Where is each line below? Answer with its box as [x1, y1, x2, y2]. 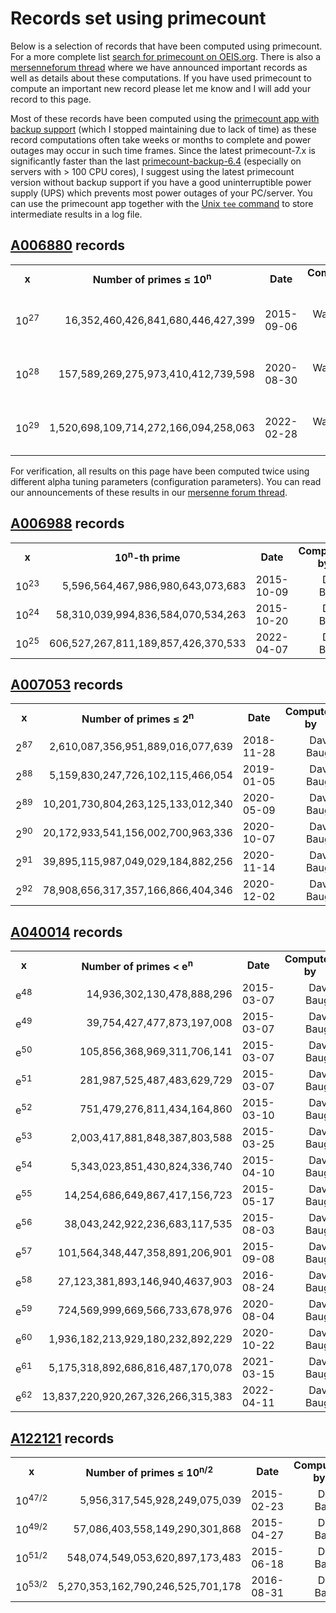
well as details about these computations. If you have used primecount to [10, 72, 312, 84]
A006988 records [10, 515, 125, 532]
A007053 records [10, 676, 124, 693]
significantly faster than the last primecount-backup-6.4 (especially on [10, 155, 302, 167]
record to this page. [10, 93, 92, 105]
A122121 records [10, 1430, 115, 1447]
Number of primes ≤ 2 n [81, 710, 195, 726]
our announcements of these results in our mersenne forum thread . [10, 486, 288, 498]
